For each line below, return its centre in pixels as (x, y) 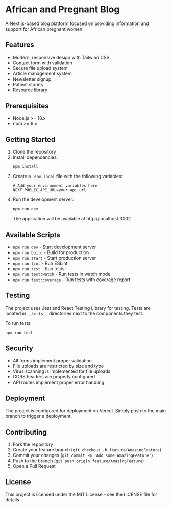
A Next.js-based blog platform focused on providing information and (77, 23)
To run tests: (18, 323)
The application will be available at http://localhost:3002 (72, 219)
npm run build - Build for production (51, 252)
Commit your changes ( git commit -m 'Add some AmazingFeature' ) (83, 455)
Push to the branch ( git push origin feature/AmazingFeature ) (78, 461)
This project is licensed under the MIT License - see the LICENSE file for (81, 494)
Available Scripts (33, 235)
